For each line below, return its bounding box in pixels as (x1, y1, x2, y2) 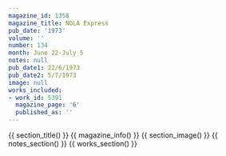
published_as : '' (15, 109, 73, 117)
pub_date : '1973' (8, 26, 66, 34)
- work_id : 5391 (8, 94, 62, 102)
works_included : (8, 86, 62, 94)
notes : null (8, 57, 48, 65)
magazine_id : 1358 (8, 11, 69, 20)
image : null (8, 78, 48, 86)
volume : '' (8, 34, 45, 42)
